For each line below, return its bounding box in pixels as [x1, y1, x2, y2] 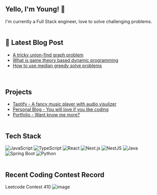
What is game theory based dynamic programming [12, 57, 119, 63]
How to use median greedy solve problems [12, 62, 102, 69]
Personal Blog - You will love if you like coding [12, 106, 109, 112]
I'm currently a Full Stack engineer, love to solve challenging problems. [5, 18, 152, 24]
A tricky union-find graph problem [12, 51, 84, 58]
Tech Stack [5, 132, 41, 140]
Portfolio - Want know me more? [12, 112, 80, 118]
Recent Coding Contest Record [5, 170, 104, 179]
